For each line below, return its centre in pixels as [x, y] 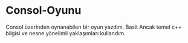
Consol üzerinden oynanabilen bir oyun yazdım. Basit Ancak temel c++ [94, 27]
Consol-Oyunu [44, 10]
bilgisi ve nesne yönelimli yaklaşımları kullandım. [66, 33]
